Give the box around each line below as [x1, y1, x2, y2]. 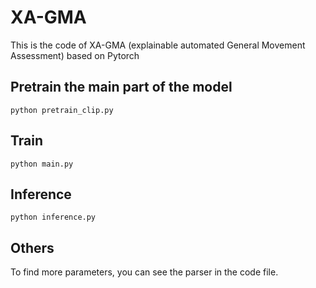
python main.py [10, 159, 74, 169]
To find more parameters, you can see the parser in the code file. [10, 266, 279, 278]
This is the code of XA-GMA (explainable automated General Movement [10, 39, 306, 51]
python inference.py [10, 212, 97, 223]
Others [10, 239, 55, 256]
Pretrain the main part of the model [10, 79, 233, 96]
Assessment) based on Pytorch [10, 49, 140, 61]
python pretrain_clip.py [10, 105, 114, 115]
